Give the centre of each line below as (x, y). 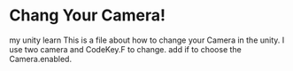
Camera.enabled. (41, 59)
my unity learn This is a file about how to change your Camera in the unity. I (147, 40)
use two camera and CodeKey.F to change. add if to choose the (125, 49)
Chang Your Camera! (88, 16)
